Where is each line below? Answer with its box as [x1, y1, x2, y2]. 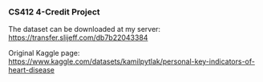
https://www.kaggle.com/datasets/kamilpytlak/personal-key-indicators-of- [8, 57, 255, 66]
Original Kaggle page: [8, 49, 80, 58]
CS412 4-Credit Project [8, 6, 100, 18]
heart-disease [8, 65, 55, 75]
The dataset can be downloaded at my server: [8, 25, 161, 34]
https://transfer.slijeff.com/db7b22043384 [8, 33, 148, 42]
